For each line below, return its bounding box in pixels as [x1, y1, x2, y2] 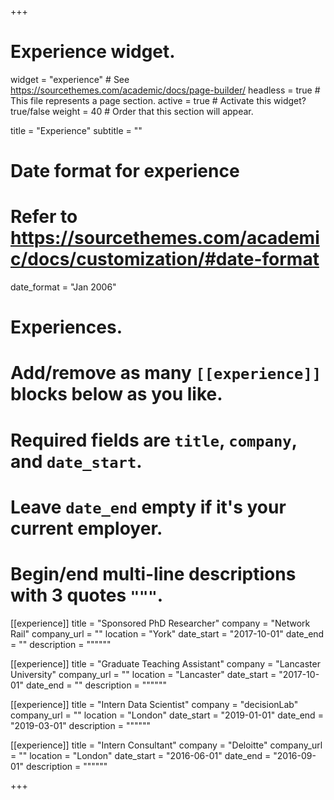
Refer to [10, 206, 78, 228]
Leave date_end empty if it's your [10, 496, 287, 518]
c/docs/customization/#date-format [10, 248, 320, 271]
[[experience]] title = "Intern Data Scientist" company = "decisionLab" [10, 698, 299, 710]
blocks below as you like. [10, 383, 223, 406]
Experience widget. [10, 41, 176, 63]
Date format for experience [10, 160, 240, 183]
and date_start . [10, 450, 143, 473]
